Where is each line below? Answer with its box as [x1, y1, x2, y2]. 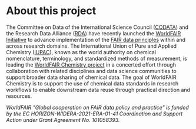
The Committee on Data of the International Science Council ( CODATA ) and [6, 24, 189, 31]
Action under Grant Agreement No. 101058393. [6, 116, 120, 123]
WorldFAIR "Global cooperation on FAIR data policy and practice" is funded [6, 104, 190, 111]
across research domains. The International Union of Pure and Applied [6, 42, 177, 49]
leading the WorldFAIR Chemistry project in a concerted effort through [6, 61, 177, 68]
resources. [6, 92, 32, 100]
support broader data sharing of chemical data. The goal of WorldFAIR [6, 74, 177, 81]
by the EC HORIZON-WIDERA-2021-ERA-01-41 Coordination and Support [6, 110, 183, 117]
